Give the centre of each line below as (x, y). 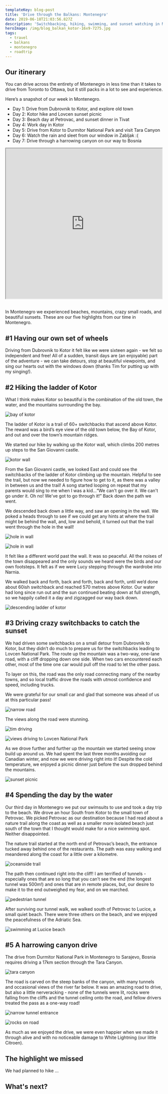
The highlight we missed (44, 1059)
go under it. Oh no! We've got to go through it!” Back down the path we (78, 496)
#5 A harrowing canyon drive (51, 945)
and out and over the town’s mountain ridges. (52, 434)
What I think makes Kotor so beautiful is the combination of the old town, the (84, 399)
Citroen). (14, 1043)
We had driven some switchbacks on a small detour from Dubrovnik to (77, 643)
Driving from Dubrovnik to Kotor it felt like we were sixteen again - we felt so (84, 350)
